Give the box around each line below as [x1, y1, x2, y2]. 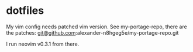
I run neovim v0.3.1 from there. [6, 40, 80, 47]
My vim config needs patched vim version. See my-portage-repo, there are [6, 23, 187, 30]
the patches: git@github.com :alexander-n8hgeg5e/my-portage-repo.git [6, 29, 179, 36]
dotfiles [6, 4, 44, 17]
